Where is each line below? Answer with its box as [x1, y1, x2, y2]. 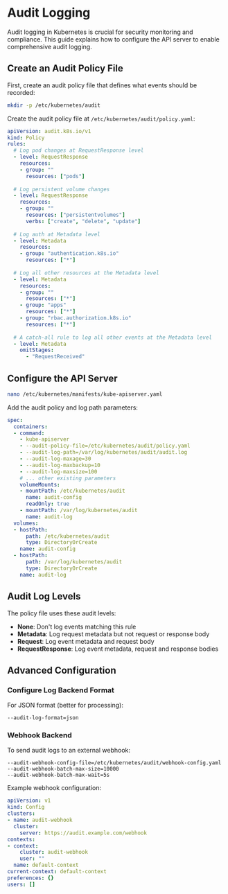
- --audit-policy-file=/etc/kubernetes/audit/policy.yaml [19, 442, 191, 450]
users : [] [7, 881, 36, 888]
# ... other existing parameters [19, 475, 116, 482]
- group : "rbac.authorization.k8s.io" [19, 315, 132, 322]
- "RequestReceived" [25, 353, 85, 360]
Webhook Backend [7, 730, 73, 740]
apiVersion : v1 [7, 797, 51, 805]
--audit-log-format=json [7, 715, 79, 721]
